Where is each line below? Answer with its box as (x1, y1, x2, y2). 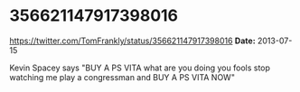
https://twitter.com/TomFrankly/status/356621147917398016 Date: (9, 35, 256, 46)
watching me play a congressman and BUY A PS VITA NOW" (9, 71, 235, 82)
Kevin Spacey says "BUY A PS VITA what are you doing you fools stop (9, 62, 271, 73)
